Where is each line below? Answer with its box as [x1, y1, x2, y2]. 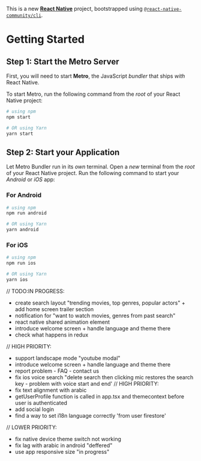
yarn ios [6, 277, 28, 283]
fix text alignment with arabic [14, 386, 87, 394]
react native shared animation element [14, 318, 110, 326]
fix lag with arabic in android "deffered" [14, 442, 113, 449]
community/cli [6, 13, 42, 19]
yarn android [6, 227, 39, 233]
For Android [6, 191, 42, 199]
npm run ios [6, 260, 36, 267]
